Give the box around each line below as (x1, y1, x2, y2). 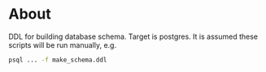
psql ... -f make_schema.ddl (8, 56, 107, 64)
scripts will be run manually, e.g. (8, 40, 116, 49)
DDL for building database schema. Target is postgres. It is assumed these (8, 32, 259, 41)
